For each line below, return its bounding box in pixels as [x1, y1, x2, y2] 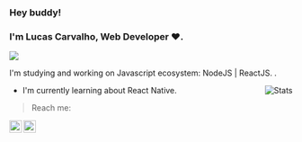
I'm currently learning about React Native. [22, 85, 177, 96]
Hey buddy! [9, 6, 62, 19]
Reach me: [31, 102, 72, 113]
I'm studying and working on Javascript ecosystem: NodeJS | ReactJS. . [9, 67, 277, 78]
